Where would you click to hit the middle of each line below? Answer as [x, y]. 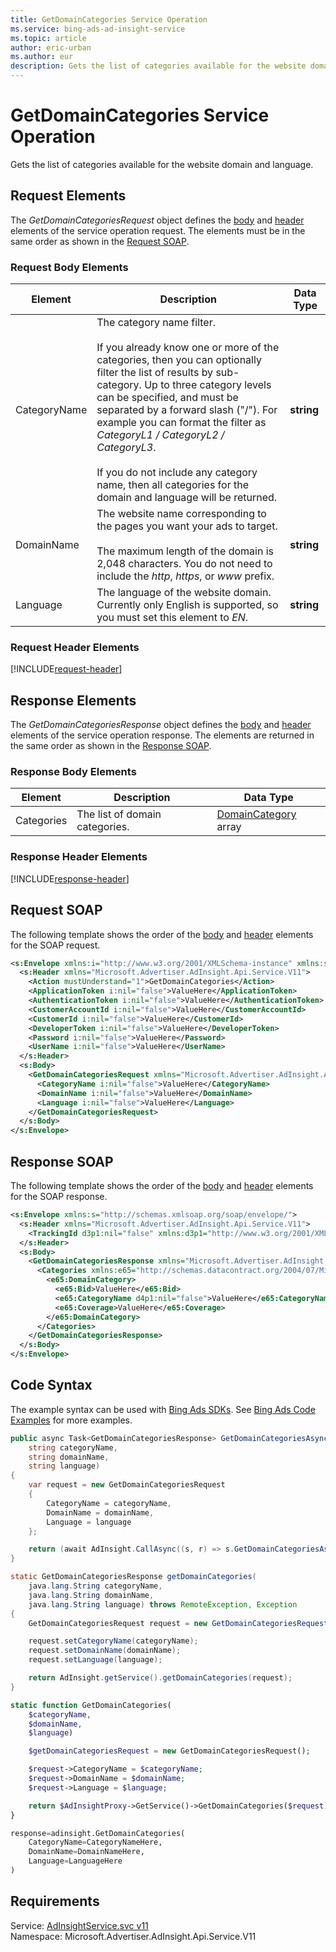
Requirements [55, 1901]
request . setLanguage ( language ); [95, 1660]
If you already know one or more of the [188, 348]
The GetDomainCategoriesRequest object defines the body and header [157, 220]
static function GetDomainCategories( [91, 1705]
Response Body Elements [73, 772]
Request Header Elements [75, 647]
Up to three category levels [208, 385]
